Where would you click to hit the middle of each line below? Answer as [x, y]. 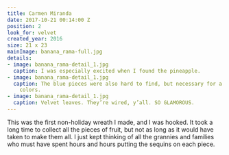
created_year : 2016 [35, 39]
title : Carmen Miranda [39, 13]
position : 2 [24, 26]
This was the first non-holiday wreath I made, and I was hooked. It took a [110, 122]
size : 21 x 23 [27, 45]
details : [20, 58]
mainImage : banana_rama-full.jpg [55, 52]
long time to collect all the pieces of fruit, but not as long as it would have [110, 129]
